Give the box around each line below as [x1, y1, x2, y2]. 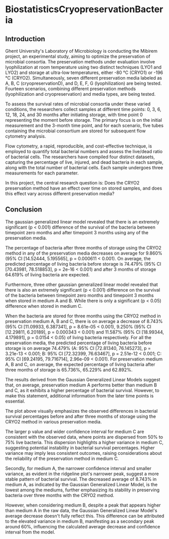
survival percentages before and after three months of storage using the [5, 413, 156, 419]
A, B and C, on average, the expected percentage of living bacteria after [5, 361, 155, 367]
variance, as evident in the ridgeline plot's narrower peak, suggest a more [5, 471, 159, 477]
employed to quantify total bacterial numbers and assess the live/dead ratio [5, 149, 163, 154]
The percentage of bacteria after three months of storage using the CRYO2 [5, 244, 162, 250]
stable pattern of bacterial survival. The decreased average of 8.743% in [5, 476, 157, 482]
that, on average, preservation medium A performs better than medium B [5, 382, 157, 388]
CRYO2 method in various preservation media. [5, 418, 102, 424]
